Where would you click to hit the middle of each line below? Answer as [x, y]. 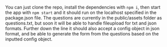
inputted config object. [29, 39]
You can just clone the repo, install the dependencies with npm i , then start [83, 7]
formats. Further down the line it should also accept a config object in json [82, 28]
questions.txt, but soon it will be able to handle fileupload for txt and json [81, 23]
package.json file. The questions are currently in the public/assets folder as [84, 18]
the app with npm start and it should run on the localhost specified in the [81, 12]
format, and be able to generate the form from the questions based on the [82, 34]
